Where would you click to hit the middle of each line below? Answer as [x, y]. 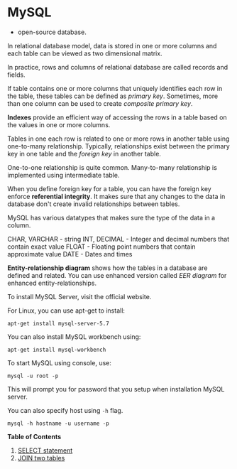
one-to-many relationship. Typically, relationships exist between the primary [119, 146]
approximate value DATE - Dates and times [70, 254]
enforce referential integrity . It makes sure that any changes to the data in [116, 196]
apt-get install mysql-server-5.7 [59, 323]
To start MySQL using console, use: [59, 362]
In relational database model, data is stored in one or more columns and [112, 45]
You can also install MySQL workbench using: [74, 336]
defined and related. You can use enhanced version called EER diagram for [117, 275]
